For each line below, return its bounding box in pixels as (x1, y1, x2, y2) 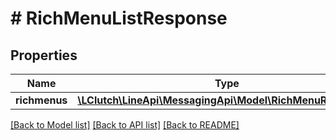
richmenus (15, 93, 68, 107)
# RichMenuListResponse (10, 7, 228, 30)
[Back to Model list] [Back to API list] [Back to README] (10, 119, 240, 131)
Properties (10, 47, 78, 64)
